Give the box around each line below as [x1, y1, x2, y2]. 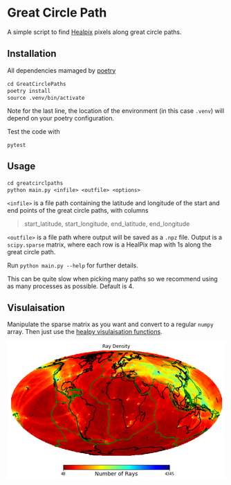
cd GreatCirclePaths [7, 80, 67, 87]
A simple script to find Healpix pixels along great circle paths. [7, 28, 182, 36]
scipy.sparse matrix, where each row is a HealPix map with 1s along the [7, 240, 212, 249]
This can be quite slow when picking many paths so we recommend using [7, 274, 218, 283]
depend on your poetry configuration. [7, 114, 115, 122]
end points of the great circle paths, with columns [7, 206, 149, 214]
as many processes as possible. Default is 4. [7, 282, 134, 290]
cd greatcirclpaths [7, 179, 64, 186]
